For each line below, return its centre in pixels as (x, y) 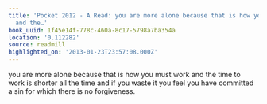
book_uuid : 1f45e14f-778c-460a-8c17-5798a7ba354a (92, 30)
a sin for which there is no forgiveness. (72, 91)
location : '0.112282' (44, 37)
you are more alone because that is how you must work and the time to (124, 74)
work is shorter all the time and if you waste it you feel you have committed (131, 83)
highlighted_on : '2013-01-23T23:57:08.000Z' (83, 52)
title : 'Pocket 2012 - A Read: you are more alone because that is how (129, 15)
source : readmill (37, 45)
